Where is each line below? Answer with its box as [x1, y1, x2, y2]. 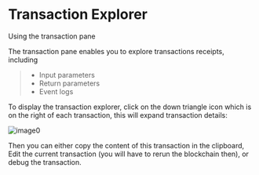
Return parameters [38, 78, 100, 88]
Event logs [38, 86, 74, 96]
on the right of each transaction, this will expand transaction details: [8, 110, 228, 119]
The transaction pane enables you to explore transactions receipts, [8, 46, 225, 56]
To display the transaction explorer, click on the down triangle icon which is [8, 102, 252, 111]
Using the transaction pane [8, 31, 96, 41]
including [8, 55, 38, 64]
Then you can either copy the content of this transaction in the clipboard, [8, 140, 245, 150]
